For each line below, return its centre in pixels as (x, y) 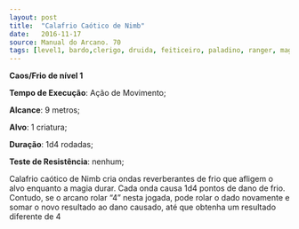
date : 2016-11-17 (45, 34)
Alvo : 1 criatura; (38, 127)
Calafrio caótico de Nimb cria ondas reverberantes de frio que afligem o (141, 179)
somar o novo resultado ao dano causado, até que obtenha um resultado (143, 207)
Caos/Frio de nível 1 (46, 75)
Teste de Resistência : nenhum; (67, 162)
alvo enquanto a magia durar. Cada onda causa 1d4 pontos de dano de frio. (147, 188)
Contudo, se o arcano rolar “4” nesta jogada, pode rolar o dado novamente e (149, 198)
